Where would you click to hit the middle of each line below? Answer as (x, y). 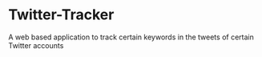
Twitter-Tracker (61, 15)
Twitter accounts (36, 45)
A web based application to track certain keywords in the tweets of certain (131, 37)
